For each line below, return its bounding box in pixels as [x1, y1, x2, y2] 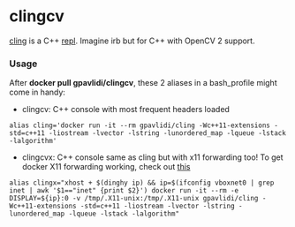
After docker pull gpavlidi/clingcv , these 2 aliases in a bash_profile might [9, 78, 277, 88]
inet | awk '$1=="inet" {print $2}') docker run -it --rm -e [9, 186, 239, 195]
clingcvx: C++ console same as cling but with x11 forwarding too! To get [21, 152, 284, 163]
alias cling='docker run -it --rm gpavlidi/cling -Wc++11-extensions [9, 121, 271, 130]
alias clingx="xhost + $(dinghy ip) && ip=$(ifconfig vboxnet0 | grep [9, 178, 275, 187]
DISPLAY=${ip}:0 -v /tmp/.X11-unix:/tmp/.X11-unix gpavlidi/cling [9, 194, 259, 203]
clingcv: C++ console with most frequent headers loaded [21, 104, 230, 115]
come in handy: [9, 87, 66, 98]
